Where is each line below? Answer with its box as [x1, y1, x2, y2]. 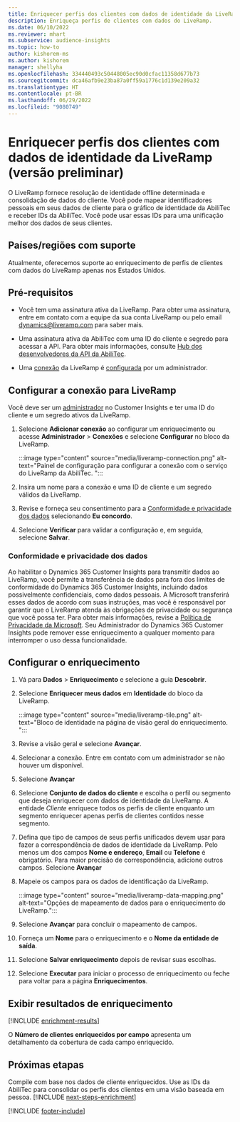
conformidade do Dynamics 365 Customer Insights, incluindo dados [8, 582, 209, 591]
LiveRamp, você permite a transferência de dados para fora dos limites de [8, 575, 225, 583]
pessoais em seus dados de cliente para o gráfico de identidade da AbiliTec [8, 203, 231, 212]
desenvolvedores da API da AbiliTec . [18, 349, 127, 358]
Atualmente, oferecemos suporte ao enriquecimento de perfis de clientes [8, 258, 224, 267]
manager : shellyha [8, 64, 63, 71]
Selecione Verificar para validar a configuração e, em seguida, [18, 526, 204, 535]
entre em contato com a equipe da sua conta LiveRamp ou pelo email [18, 313, 222, 322]
